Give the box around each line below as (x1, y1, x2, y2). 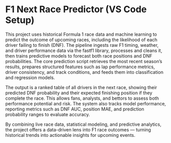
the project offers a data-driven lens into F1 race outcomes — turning (5, 126, 151, 133)
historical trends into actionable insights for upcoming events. (5, 132, 136, 138)
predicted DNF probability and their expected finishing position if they (5, 90, 153, 96)
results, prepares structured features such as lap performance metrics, (5, 64, 155, 70)
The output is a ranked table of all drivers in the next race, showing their (5, 84, 157, 90)
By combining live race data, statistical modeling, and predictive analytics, (5, 121, 162, 127)
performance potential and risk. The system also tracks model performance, (5, 100, 166, 106)
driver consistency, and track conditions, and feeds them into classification (5, 69, 164, 75)
